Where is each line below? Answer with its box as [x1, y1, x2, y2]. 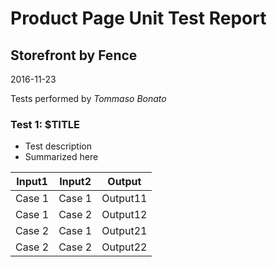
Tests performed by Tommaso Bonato [10, 93, 167, 104]
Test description [24, 140, 92, 152]
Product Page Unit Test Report [10, 7, 267, 30]
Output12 [101, 208, 148, 222]
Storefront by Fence [10, 47, 138, 64]
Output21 [101, 224, 148, 238]
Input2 [59, 175, 92, 189]
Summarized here [24, 151, 99, 163]
